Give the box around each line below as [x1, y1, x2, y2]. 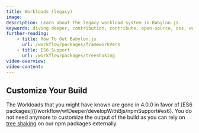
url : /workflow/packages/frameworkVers [21, 42, 120, 48]
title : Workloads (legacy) [6, 8, 73, 15]
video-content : [6, 63, 44, 70]
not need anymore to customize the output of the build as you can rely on [6, 113, 185, 121]
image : [6, 14, 23, 20]
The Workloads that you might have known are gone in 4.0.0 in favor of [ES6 [6, 101, 192, 108]
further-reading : [6, 31, 49, 37]
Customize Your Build [6, 85, 88, 95]
